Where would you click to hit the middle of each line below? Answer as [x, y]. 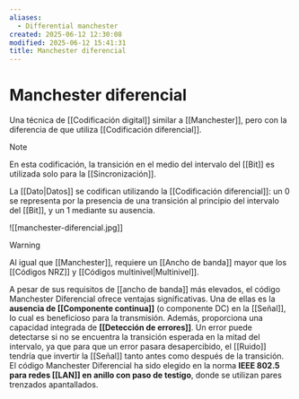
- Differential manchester [68, 26]
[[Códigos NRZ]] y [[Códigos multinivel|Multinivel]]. [104, 272]
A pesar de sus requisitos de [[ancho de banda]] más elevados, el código [145, 290]
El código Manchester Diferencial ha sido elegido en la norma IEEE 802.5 [145, 366]
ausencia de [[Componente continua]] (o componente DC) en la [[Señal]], [148, 308]
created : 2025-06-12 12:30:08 [66, 34]
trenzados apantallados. [54, 385]
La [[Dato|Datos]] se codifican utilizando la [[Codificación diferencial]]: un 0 [149, 191]
